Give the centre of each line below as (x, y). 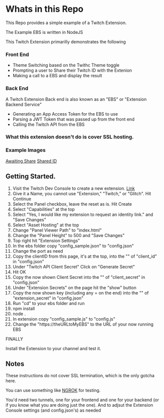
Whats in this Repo (45, 9)
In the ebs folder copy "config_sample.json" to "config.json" (73, 246)
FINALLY (14, 339)
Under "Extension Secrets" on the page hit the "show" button (74, 287)
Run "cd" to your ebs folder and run (48, 303)
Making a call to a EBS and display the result (57, 76)
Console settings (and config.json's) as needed (53, 410)
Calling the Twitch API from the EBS (49, 124)
